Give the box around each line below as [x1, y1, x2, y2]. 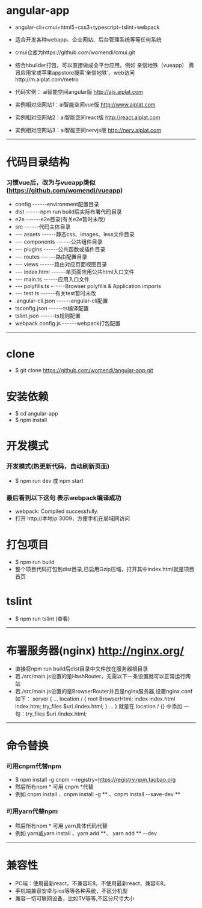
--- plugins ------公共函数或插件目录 [14, 246, 106, 253]
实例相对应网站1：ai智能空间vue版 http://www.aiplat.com [14, 100, 156, 108]
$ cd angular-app [14, 410, 58, 417]
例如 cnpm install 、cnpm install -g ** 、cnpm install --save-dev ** [14, 791, 181, 798]
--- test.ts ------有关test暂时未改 [14, 290, 96, 297]
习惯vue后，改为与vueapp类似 [6, 179, 96, 187]
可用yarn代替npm [6, 807, 58, 815]
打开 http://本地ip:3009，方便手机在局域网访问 [14, 515, 130, 522]
